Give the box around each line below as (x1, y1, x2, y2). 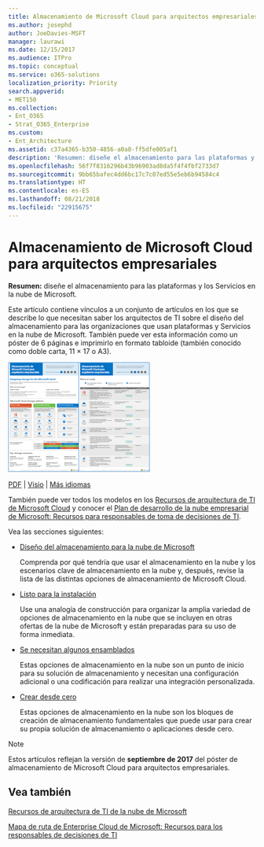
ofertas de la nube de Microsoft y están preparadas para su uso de (19, 621, 236, 631)
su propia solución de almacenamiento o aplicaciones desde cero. (19, 724, 234, 733)
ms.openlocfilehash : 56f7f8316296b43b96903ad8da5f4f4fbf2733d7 (8, 162, 220, 170)
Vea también (8, 786, 71, 799)
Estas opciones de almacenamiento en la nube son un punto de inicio (19, 660, 244, 669)
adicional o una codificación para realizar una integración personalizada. (19, 676, 255, 686)
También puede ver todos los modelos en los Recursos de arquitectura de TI (8, 495, 255, 504)
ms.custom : (8, 129, 44, 137)
